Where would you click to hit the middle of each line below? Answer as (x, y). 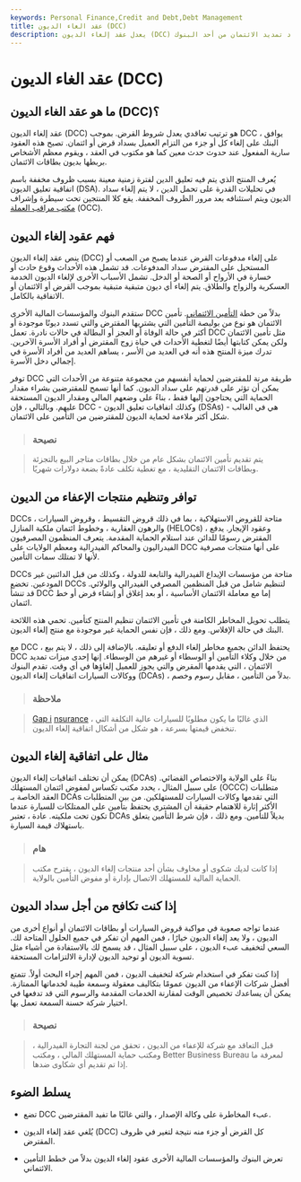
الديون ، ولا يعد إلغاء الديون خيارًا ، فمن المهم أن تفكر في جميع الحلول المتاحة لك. (144, 937)
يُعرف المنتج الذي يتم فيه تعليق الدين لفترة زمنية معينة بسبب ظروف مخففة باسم (143, 179)
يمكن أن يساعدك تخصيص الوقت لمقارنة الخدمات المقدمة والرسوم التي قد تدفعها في (151, 993)
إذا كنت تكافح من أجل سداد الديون (94, 906)
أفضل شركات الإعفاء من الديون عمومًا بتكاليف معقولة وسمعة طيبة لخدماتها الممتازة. (150, 983)
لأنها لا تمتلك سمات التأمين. (55, 556)
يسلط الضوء (40, 1093)
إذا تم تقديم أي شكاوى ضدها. (80, 1064)
